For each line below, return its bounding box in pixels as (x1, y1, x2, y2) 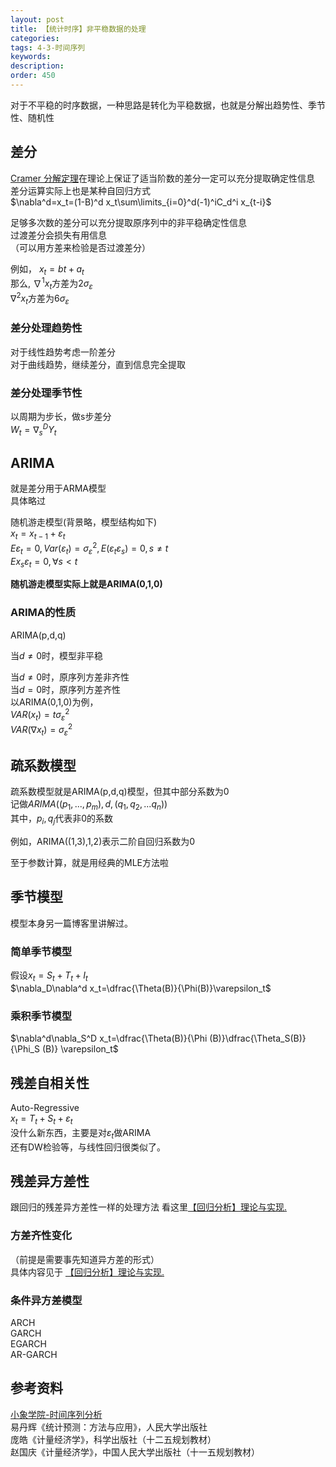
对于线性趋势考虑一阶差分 (10, 346, 116, 358)
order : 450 (10, 71, 56, 81)
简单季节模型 (10, 944, 73, 958)
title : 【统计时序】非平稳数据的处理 (10, 24, 147, 34)
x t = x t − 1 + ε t (10, 527, 66, 542)
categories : (10, 33, 60, 43)
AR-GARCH (10, 1348, 58, 1360)
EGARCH (10, 1337, 47, 1350)
